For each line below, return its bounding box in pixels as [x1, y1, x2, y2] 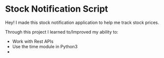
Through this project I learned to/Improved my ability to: [5, 29, 119, 35]
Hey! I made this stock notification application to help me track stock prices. [5, 19, 159, 25]
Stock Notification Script [5, 3, 108, 15]
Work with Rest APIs [12, 38, 54, 44]
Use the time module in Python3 [12, 43, 78, 49]
